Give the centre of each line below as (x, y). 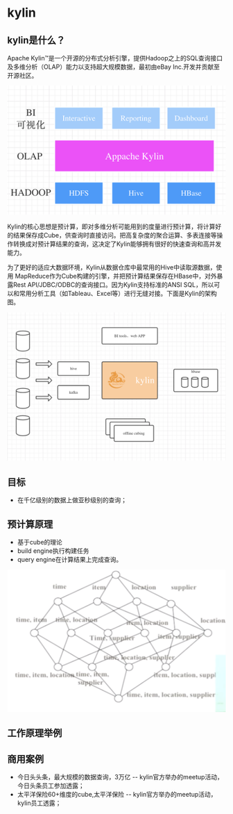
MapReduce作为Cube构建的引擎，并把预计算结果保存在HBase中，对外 (116, 276)
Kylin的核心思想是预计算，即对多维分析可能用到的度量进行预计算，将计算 (111, 226)
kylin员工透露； (39, 803)
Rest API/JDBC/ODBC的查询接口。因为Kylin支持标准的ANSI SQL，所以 (113, 285)
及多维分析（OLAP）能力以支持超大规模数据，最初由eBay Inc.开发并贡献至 (114, 67)
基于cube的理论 (40, 542)
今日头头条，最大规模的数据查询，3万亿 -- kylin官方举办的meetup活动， (120, 776)
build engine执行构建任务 (53, 551)
